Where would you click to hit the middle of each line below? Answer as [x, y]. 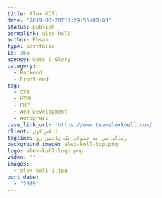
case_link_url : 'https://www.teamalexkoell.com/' [82, 125]
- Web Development [41, 112]
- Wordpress [31, 118]
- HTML [23, 99]
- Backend [28, 72]
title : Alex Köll [33, 14]
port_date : [23, 177]
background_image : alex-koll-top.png [63, 145]
